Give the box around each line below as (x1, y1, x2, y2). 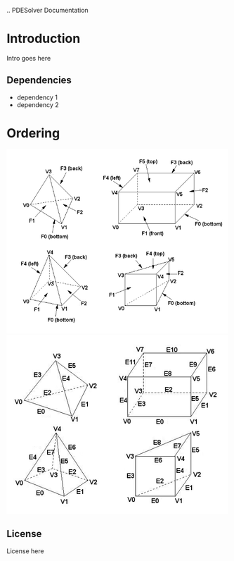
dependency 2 (16, 100, 59, 109)
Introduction (6, 31, 81, 47)
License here (6, 546, 44, 555)
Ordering (6, 125, 60, 141)
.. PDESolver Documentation (6, 6, 89, 14)
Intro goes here (6, 54, 51, 62)
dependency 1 (16, 93, 58, 101)
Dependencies (6, 74, 72, 87)
